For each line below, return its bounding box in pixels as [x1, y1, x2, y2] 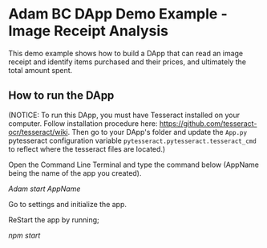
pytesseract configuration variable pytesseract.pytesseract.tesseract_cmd [8, 136, 257, 145]
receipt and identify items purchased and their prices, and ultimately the [8, 57, 247, 67]
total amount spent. [8, 65, 73, 75]
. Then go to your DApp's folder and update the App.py [67, 127, 247, 136]
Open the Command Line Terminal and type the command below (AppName [8, 160, 259, 169]
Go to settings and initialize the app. [8, 199, 127, 209]
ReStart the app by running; [8, 214, 100, 225]
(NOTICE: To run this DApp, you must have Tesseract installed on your [8, 110, 241, 120]
